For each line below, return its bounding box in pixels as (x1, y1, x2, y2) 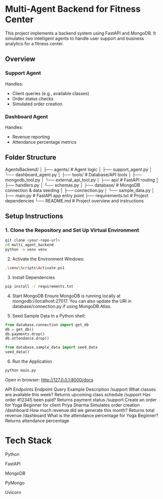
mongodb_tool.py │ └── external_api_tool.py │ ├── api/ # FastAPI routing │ (5, 177, 159, 183)
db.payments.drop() (5, 331, 45, 337)
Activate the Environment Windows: (12, 256, 85, 262)
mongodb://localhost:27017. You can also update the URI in (12, 298, 132, 304)
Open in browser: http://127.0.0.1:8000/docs (5, 376, 94, 382)
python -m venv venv (5, 247, 48, 252)
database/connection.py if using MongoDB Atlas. (12, 303, 112, 309)
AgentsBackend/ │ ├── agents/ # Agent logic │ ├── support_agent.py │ (5, 166, 153, 172)
